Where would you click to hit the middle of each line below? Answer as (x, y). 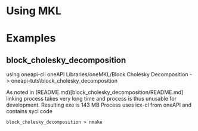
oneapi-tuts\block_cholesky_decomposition (64, 81)
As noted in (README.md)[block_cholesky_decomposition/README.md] (95, 92)
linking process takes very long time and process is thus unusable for (92, 99)
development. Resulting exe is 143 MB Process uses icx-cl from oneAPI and (99, 105)
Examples (31, 38)
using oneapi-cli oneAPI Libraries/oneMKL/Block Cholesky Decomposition (97, 74)
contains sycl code (29, 111)
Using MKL (34, 11)
